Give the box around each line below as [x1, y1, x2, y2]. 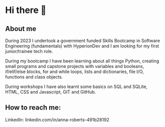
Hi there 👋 [5, 4, 46, 16]
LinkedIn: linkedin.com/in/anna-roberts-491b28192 [5, 116, 110, 122]
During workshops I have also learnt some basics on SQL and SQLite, [5, 83, 148, 89]
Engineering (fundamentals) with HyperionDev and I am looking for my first [5, 43, 160, 49]
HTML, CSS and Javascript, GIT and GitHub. [5, 89, 96, 94]
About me [5, 24, 36, 33]
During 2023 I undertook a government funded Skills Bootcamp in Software [5, 37, 161, 43]
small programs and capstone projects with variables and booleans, [5, 63, 145, 69]
